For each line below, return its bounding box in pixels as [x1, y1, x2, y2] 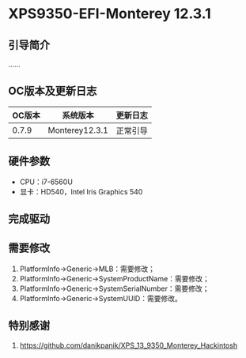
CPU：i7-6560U [19, 177, 74, 187]
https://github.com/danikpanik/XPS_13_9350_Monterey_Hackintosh [19, 341, 238, 350]
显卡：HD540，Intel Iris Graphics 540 [19, 187, 143, 196]
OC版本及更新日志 [8, 85, 97, 98]
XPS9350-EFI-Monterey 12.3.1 [8, 5, 211, 23]
